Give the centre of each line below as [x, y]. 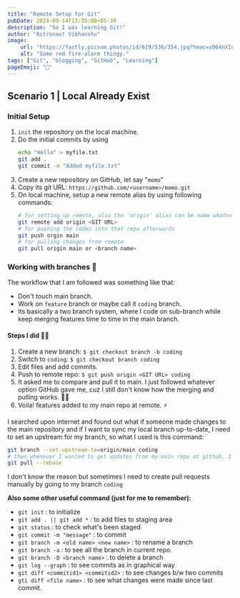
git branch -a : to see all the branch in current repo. [95, 550]
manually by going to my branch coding [65, 484]
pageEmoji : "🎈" [30, 67]
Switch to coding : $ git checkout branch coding [89, 359]
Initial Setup [29, 116]
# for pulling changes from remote [71, 242]
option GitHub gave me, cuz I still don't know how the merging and [116, 389]
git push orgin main [48, 235]
